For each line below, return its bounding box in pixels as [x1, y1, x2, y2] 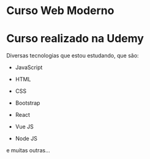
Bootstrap [15, 99, 40, 107]
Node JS [15, 135, 38, 142]
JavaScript [15, 64, 43, 71]
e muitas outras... [6, 147, 50, 154]
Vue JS [15, 123, 34, 130]
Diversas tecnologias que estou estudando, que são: [6, 52, 139, 59]
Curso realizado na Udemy [6, 32, 144, 46]
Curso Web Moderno [6, 4, 114, 18]
